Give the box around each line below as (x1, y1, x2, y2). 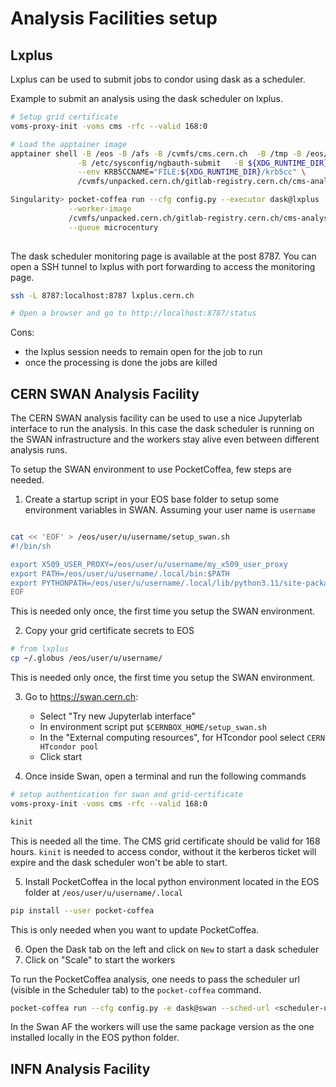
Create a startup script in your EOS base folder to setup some (24, 493, 280, 506)
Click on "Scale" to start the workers (24, 953, 176, 966)
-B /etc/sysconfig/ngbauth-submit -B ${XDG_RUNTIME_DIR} (77, 158, 329, 168)
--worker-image (68, 204, 132, 214)
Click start (39, 751, 83, 763)
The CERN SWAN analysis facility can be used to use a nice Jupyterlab (10, 412, 303, 424)
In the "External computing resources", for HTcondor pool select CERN (39, 732, 325, 744)
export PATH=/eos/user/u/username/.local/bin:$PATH (10, 568, 230, 579)
